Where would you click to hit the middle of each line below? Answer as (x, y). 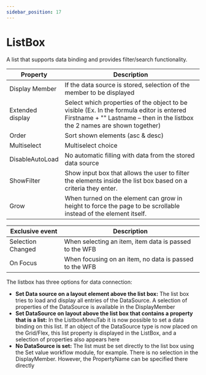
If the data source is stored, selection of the (127, 85)
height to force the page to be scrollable (122, 206)
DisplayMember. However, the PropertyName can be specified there (101, 358)
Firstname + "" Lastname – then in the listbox (129, 118)
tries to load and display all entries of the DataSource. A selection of (101, 300)
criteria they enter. (91, 188)
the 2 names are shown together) (113, 125)
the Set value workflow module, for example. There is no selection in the (107, 352)
